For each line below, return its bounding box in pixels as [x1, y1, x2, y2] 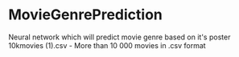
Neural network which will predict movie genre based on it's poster [8, 32, 231, 42]
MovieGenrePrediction [8, 6, 163, 24]
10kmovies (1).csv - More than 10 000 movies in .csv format [8, 40, 207, 50]
